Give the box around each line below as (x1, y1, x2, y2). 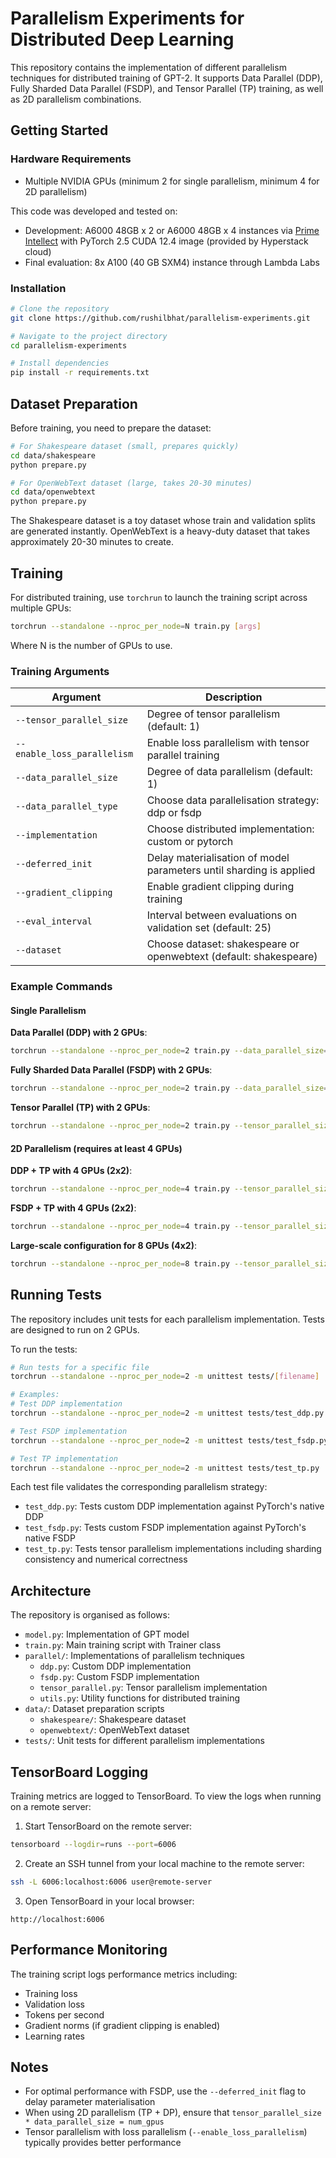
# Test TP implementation (10, 1453, 118, 1464)
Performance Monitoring (10, 1942, 168, 1959)
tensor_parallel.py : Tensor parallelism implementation (39, 1682, 268, 1694)
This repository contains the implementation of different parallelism (10, 61, 287, 73)
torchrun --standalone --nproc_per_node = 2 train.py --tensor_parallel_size (10, 1121, 333, 1131)
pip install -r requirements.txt (10, 368, 150, 378)
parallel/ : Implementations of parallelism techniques (24, 1650, 246, 1662)
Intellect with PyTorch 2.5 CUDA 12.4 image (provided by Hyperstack (24, 235, 309, 247)
